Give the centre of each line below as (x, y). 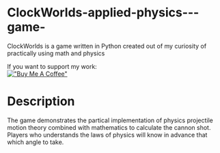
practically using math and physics (56, 53)
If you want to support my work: (52, 66)
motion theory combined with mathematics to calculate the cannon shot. (109, 127)
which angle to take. (36, 142)
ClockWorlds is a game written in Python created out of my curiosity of (107, 46)
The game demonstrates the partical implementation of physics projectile (110, 120)
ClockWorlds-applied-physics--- (103, 13)
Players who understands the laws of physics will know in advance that (107, 135)
